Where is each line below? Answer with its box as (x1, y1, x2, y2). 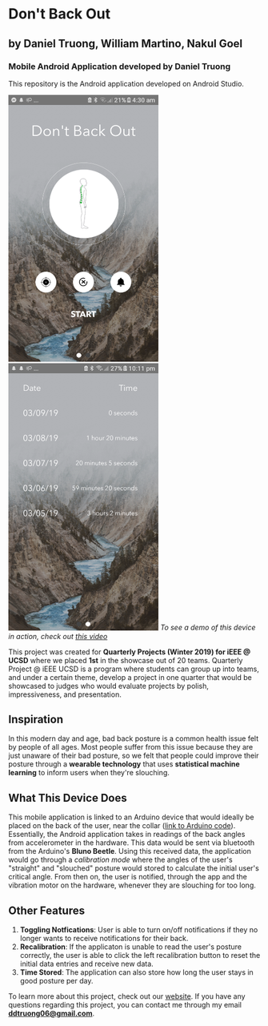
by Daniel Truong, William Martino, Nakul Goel (8, 37, 243, 50)
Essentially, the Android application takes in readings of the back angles (8, 830, 246, 839)
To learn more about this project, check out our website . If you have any (8, 991, 246, 1001)
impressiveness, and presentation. (8, 690, 122, 699)
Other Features (8, 903, 86, 917)
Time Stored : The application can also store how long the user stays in (19, 967, 254, 977)
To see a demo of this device (159, 622, 256, 633)
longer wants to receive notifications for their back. (19, 933, 189, 943)
